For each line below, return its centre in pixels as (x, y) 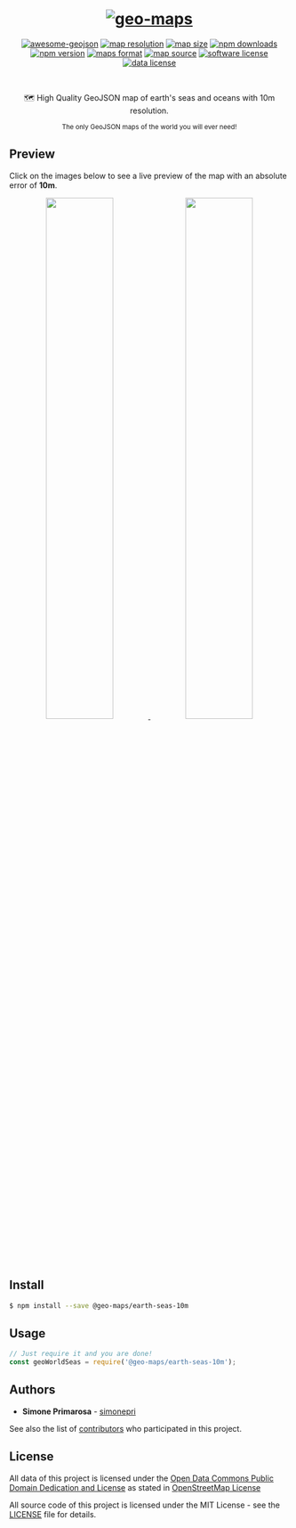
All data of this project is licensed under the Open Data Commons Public (141, 1478)
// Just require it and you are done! (81, 1354)
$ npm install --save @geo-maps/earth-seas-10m (99, 1305)
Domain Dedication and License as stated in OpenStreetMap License (135, 1487)
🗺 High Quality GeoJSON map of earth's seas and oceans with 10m (149, 97)
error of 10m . (33, 185)
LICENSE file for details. (53, 1514)
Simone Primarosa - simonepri (79, 1411)
